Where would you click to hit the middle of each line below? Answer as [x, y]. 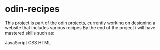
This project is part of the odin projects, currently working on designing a [80, 23]
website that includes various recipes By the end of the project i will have [80, 27]
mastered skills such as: [30, 33]
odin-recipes [32, 9]
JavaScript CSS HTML [28, 42]
